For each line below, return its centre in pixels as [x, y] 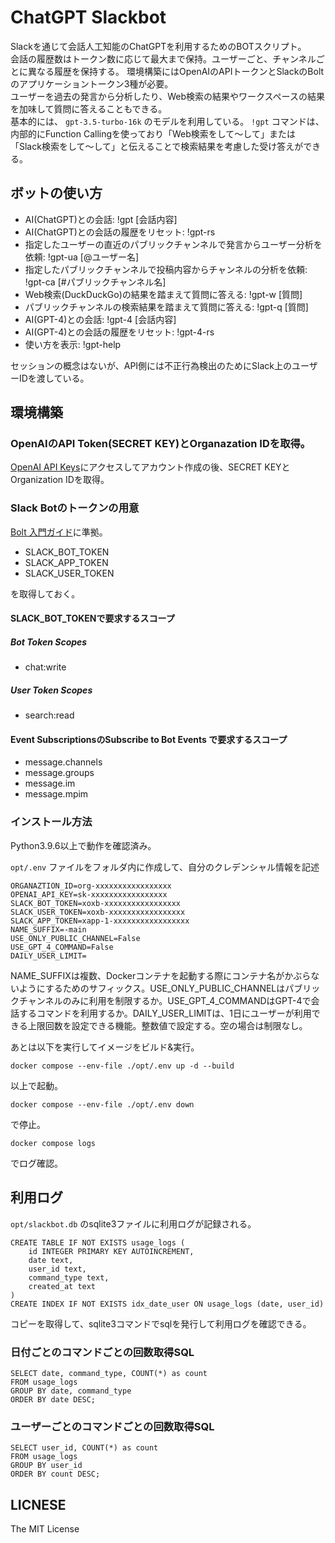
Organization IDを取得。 [60, 480]
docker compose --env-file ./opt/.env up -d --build [122, 1066]
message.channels [63, 762]
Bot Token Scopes [49, 642]
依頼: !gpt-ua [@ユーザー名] [82, 257]
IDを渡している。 [54, 378]
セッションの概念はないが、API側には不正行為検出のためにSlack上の [151, 365]
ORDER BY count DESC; [55, 1474]
